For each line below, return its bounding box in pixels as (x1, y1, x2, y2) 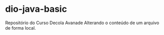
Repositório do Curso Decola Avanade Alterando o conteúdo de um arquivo (5, 20, 160, 26)
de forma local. (5, 25, 36, 31)
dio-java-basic (5, 3, 67, 15)
